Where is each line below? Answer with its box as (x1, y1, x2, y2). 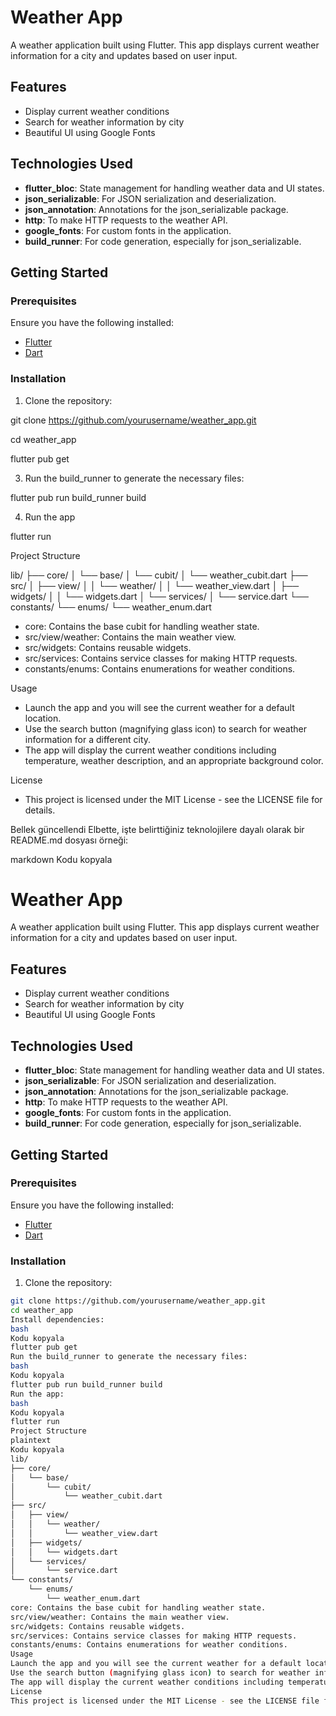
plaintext (10, 1436, 52, 1446)
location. (24, 712, 62, 724)
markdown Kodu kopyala (10, 853, 113, 865)
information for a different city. (24, 733, 152, 745)
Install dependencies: (10, 1314, 105, 1325)
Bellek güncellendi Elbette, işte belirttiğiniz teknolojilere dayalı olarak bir (10, 823, 305, 835)
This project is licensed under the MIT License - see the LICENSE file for (24, 793, 323, 805)
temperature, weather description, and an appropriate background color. (24, 754, 324, 766)
